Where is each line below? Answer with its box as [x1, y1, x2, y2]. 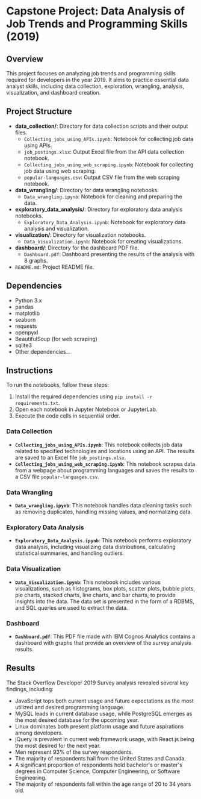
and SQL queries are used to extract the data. [14, 604, 128, 611]
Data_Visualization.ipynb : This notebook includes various [14, 578, 161, 586]
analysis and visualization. [23, 225, 89, 232]
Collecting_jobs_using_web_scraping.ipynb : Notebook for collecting [23, 161, 194, 168]
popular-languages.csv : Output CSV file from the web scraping [23, 174, 180, 181]
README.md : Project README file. [14, 263, 94, 271]
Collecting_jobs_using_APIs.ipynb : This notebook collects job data [14, 441, 182, 448]
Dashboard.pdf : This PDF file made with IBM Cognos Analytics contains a [14, 633, 196, 640]
